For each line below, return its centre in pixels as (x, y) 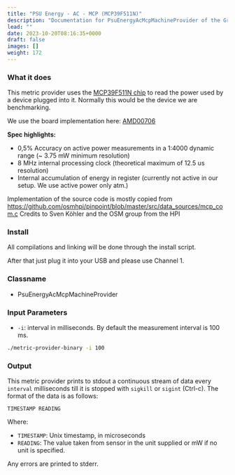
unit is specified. (41, 450)
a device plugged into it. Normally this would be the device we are (102, 100)
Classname (27, 279)
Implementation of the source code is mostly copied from (90, 199)
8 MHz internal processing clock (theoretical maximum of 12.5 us (111, 163)
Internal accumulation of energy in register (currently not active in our (117, 178)
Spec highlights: (31, 135)
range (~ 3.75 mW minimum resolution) (74, 156)
